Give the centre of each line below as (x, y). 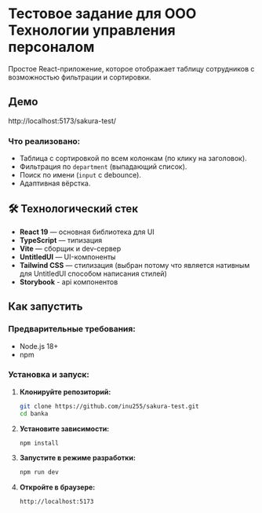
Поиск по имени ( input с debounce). (80, 175)
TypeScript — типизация (61, 240)
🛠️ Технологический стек (73, 209)
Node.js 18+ (39, 346)
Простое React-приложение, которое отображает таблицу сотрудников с (131, 68)
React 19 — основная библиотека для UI (87, 232)
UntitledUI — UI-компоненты (67, 257)
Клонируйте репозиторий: (65, 392)
